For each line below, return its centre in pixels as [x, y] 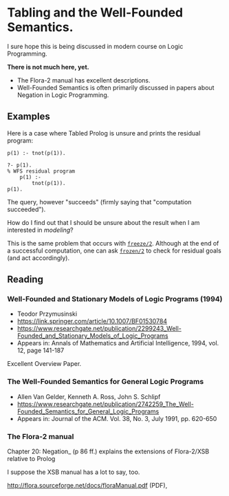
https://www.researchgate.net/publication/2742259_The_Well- [105, 404]
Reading [25, 280]
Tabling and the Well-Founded [95, 13]
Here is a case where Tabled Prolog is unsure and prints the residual [104, 133]
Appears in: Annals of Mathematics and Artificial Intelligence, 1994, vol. [118, 343]
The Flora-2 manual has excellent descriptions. [84, 80]
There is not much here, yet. [48, 67]
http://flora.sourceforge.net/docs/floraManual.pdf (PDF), [87, 486]
